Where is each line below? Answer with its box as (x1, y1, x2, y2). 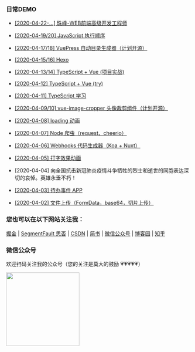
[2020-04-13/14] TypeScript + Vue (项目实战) (14, 69, 125, 76)
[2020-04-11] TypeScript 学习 (14, 92, 87, 99)
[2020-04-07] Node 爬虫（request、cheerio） (14, 130, 127, 137)
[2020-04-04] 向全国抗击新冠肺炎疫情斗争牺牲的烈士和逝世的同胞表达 (14, 167, 184, 174)
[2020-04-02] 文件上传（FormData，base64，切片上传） (14, 199, 154, 207)
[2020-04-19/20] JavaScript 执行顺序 (14, 32, 105, 39)
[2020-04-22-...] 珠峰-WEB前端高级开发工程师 (14, 19, 128, 27)
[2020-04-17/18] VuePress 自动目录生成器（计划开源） (14, 45, 148, 52)
